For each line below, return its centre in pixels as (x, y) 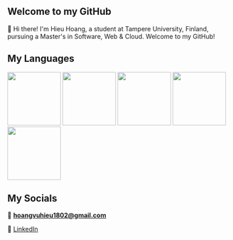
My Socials (32, 198)
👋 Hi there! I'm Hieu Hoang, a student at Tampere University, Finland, (108, 28)
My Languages (41, 59)
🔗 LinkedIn (23, 229)
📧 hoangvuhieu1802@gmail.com (57, 215)
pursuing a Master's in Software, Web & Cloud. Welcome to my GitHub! (111, 36)
